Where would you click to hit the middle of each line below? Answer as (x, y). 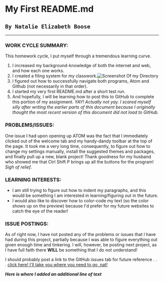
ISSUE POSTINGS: (27, 224)
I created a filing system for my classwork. (55, 76)
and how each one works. (38, 71)
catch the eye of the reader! (40, 211)
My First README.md (50, 9)
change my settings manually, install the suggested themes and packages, (80, 151)
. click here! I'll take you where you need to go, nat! (56, 265)
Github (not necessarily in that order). (50, 86)
